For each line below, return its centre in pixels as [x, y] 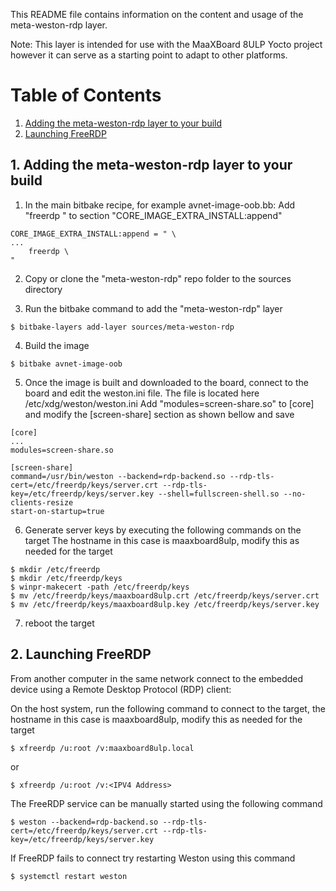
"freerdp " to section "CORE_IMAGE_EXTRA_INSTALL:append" [153, 215]
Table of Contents [86, 95]
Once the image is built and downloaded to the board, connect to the [166, 382]
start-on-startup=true [57, 511]
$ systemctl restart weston [69, 876]
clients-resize [42, 502]
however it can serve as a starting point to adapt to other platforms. [149, 55]
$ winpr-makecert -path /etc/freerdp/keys [100, 587]
